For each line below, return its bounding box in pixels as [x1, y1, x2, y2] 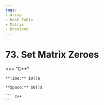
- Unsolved [5, 27, 29, 32]
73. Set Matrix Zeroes [5, 49, 99, 61]
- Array [5, 12, 22, 17]
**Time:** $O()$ [5, 76, 40, 81]
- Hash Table [5, 17, 33, 22]
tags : [5, 7, 17, 13]
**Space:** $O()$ [5, 85, 43, 90]
